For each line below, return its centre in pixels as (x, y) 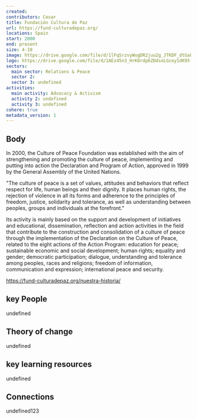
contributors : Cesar (31, 17)
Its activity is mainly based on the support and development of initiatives (94, 219)
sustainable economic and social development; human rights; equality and (96, 251)
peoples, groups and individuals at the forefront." (65, 208)
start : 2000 (21, 39)
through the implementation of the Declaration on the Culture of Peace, (92, 238)
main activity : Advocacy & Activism (56, 93)
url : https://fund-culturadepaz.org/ (52, 28)
